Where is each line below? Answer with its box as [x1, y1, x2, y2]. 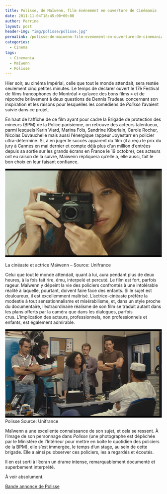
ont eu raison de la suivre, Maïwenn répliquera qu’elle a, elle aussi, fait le [5, 154, 154, 160]
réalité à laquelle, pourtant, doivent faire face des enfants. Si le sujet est [5, 287, 152, 294]
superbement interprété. [5, 464, 56, 470]
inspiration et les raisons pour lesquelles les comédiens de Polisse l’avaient [5, 101, 159, 107]
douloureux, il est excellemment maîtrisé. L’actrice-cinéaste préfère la [5, 293, 148, 299]
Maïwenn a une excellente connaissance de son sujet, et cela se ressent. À [5, 428, 159, 434]
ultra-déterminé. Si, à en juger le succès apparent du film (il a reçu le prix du [5, 138, 162, 144]
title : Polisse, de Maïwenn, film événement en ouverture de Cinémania [5, 8, 157, 13]
